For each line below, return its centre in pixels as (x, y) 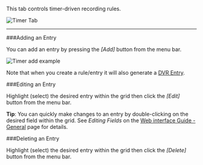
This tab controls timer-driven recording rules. (64, 9)
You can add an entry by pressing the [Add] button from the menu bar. (94, 49)
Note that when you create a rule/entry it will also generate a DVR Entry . (96, 73)
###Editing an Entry (31, 84)
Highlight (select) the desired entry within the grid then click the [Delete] (96, 150)
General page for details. (37, 127)
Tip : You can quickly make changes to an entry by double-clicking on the (97, 114)
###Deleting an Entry (33, 139)
